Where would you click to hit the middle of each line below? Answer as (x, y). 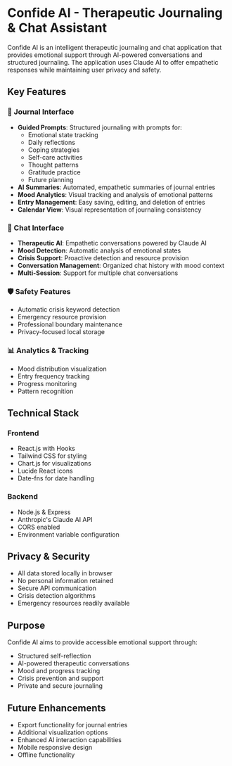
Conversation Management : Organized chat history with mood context (121, 265)
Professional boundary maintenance (70, 324)
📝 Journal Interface (41, 112)
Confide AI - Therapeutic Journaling (115, 13)
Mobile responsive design (55, 747)
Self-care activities (55, 157)
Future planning (51, 179)
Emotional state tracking (63, 134)
